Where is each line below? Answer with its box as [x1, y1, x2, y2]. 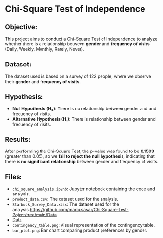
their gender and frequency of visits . [5, 78, 81, 84]
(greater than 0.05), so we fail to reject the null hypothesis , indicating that [5, 153, 155, 159]
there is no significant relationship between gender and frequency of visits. [5, 159, 159, 165]
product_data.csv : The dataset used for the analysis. [12, 196, 118, 202]
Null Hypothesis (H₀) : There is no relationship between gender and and [12, 106, 157, 111]
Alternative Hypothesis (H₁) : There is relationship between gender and [12, 116, 156, 122]
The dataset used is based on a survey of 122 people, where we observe [5, 73, 151, 79]
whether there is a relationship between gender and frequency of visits [5, 41, 150, 47]
